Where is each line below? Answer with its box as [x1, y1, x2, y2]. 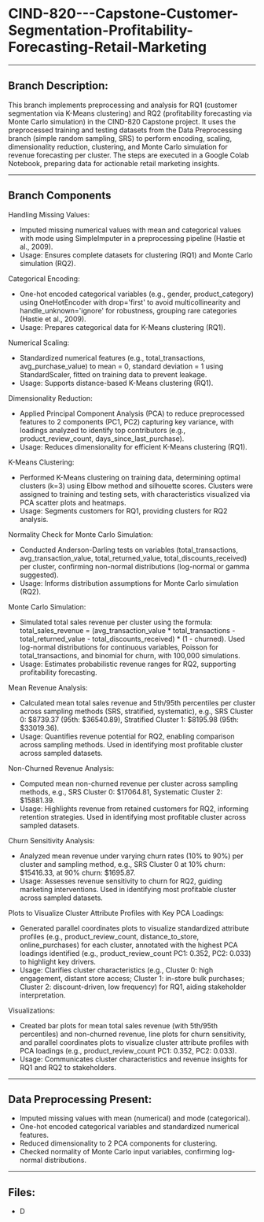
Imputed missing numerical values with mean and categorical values [19, 225, 241, 235]
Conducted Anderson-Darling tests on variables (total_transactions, [19, 545, 238, 554]
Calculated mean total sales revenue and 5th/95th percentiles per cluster [19, 698, 256, 707]
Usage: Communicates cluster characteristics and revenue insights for [19, 1054, 247, 1064]
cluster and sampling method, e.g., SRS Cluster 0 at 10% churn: [19, 859, 225, 868]
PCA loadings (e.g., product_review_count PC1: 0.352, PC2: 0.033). [19, 1046, 237, 1055]
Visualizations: [8, 1005, 56, 1015]
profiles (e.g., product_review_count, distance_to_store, [19, 931, 200, 941]
